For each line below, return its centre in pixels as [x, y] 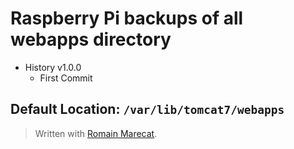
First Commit [66, 78]
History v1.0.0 [53, 67]
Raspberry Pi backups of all [127, 18]
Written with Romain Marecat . [96, 133]
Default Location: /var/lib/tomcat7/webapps [147, 109]
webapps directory [91, 39]
